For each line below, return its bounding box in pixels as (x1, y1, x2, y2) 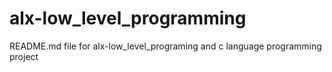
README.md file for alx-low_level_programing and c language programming (9, 40, 322, 52)
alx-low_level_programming (9, 7, 247, 30)
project (9, 50, 39, 62)
